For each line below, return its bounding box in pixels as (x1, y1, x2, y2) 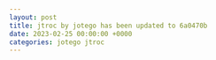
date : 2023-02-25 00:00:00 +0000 (9, 29, 133, 38)
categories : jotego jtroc (9, 37, 104, 47)
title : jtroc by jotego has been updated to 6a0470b (9, 21, 208, 30)
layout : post (9, 12, 58, 22)
